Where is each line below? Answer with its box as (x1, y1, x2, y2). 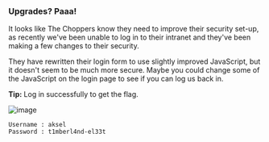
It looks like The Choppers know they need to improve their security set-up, (8, 24, 259, 34)
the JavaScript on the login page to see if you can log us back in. (8, 74, 224, 84)
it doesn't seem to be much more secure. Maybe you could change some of (8, 65, 260, 75)
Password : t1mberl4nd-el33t (8, 127, 106, 136)
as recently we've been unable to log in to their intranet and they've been (8, 32, 251, 42)
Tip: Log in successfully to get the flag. (8, 90, 139, 99)
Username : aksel (8, 121, 67, 129)
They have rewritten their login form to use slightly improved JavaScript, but (8, 56, 261, 66)
